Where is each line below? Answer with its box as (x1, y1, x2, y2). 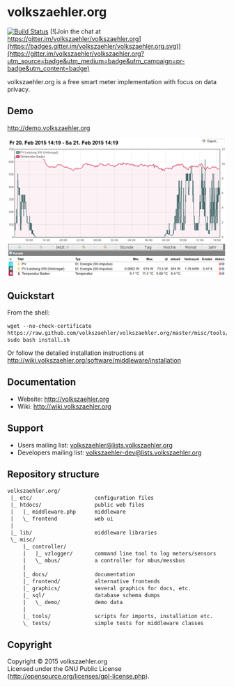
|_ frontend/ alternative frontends (22, 578, 160, 585)
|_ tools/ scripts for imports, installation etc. (22, 613, 214, 620)
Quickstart (7, 290, 55, 301)
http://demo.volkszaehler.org (7, 123, 91, 132)
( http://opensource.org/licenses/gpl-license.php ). (7, 672, 150, 681)
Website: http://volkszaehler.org (17, 395, 109, 403)
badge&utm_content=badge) (7, 64, 90, 72)
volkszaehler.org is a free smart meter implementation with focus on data (7, 77, 217, 86)
